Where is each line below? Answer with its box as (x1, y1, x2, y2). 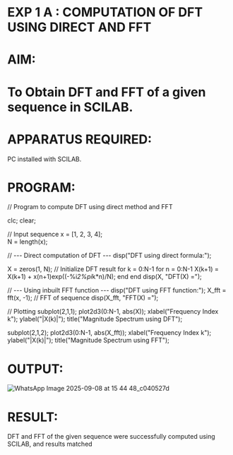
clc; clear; (7, 216, 37, 225)
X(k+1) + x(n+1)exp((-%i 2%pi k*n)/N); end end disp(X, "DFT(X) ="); (7, 273, 203, 281)
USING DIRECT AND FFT (7, 19, 152, 35)
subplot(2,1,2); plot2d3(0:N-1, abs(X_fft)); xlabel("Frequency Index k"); (7, 329, 212, 337)
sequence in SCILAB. (7, 99, 133, 115)
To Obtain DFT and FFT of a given (7, 84, 206, 100)
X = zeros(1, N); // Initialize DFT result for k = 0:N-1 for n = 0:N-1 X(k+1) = (7, 265, 219, 273)
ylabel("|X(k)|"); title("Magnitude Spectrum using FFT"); (7, 336, 169, 345)
